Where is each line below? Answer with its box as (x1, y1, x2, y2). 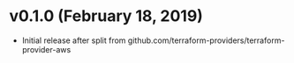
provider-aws (21, 44, 72, 54)
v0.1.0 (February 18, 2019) (9, 6, 203, 26)
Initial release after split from (21, 35, 126, 45)
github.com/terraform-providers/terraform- (127, 35, 285, 45)
